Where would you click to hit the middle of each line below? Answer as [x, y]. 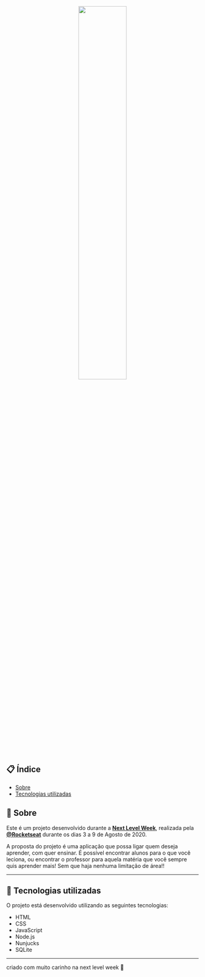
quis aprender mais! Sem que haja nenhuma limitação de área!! [85, 866]
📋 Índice [23, 770]
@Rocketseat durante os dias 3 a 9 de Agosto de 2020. [77, 834]
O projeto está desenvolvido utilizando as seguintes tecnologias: [88, 905]
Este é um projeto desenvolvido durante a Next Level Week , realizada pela [100, 828]
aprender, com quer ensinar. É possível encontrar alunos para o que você [99, 853]
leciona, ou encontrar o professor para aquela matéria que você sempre [97, 859]
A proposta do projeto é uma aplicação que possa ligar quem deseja [92, 846]
